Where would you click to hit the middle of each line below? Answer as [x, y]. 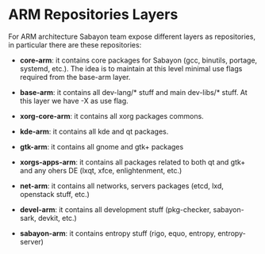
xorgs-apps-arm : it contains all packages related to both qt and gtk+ [132, 162]
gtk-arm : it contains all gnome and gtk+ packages [102, 146]
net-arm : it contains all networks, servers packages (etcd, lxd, [121, 186]
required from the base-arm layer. [75, 77]
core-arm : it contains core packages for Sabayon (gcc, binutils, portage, [138, 60]
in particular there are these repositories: [75, 44]
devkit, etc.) [58, 218]
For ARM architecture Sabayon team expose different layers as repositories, [132, 36]
